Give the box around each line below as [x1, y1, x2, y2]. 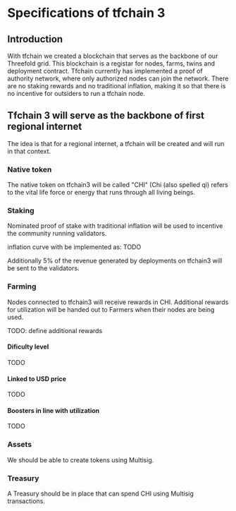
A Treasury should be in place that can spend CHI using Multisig [7, 489, 194, 498]
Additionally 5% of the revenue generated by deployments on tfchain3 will [7, 256, 223, 265]
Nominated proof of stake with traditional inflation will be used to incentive [7, 222, 223, 230]
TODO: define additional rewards [7, 326, 103, 335]
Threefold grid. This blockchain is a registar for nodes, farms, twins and [7, 59, 215, 68]
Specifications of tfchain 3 [7, 5, 166, 21]
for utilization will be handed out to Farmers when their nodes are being [7, 305, 215, 313]
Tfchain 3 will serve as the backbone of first [7, 109, 205, 121]
